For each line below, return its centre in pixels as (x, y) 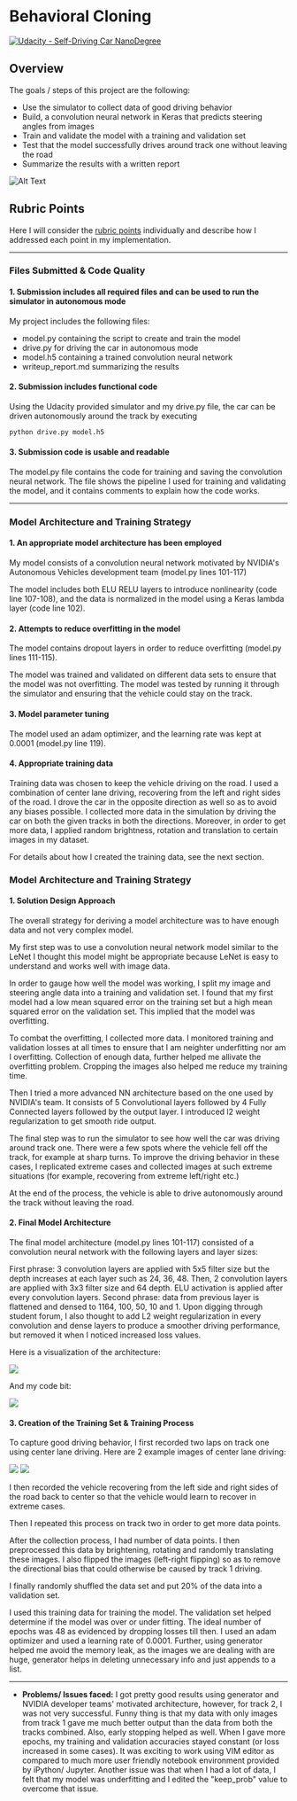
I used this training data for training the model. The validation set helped (140, 1613)
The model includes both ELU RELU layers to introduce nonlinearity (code (143, 589)
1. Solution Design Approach (62, 900)
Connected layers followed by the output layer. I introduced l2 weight (135, 1111)
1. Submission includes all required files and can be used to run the (134, 292)
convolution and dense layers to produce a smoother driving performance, (145, 1326)
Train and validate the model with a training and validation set (133, 136)
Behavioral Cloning (80, 16)
